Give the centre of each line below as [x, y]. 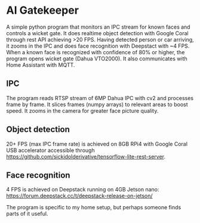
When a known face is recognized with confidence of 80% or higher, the [96, 52]
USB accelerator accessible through [50, 150]
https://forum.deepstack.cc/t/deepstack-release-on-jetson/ [80, 196]
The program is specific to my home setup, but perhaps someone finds [94, 207]
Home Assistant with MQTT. [41, 65]
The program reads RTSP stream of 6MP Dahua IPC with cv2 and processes [100, 98]
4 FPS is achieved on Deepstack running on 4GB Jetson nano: [83, 190]
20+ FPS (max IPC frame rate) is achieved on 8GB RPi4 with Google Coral [97, 144]
